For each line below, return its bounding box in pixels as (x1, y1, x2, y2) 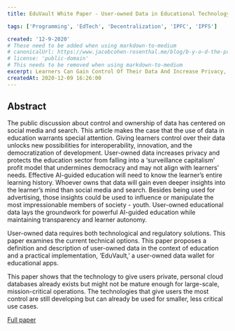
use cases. (7, 302, 38, 311)
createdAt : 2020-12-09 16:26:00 (7, 74, 101, 81)
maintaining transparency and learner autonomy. (7, 216, 148, 224)
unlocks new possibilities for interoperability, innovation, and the (7, 141, 193, 150)
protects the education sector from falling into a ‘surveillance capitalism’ (7, 156, 215, 164)
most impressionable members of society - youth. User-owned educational (7, 201, 224, 209)
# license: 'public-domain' (7, 55, 90, 62)
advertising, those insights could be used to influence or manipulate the (7, 193, 214, 202)
